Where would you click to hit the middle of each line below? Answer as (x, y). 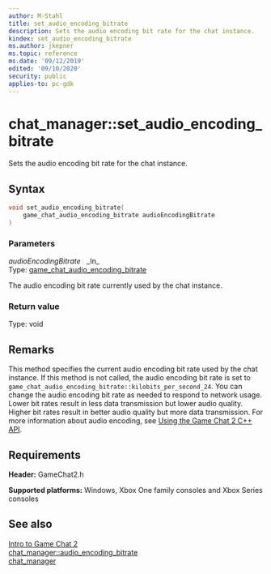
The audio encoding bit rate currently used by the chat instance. (115, 285)
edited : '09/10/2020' (45, 69)
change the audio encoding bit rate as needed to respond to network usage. (135, 395)
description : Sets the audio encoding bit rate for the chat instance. (131, 31)
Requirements (44, 455)
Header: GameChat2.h (47, 474)
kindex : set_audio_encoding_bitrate (70, 39)
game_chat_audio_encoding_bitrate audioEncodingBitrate (119, 216)
